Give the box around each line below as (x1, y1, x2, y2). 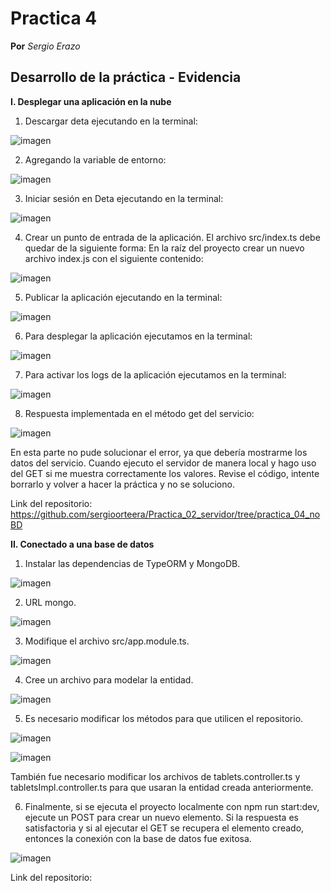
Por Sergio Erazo (10, 40, 81, 52)
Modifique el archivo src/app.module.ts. (24, 635, 190, 647)
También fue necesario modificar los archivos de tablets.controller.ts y (10, 770, 301, 782)
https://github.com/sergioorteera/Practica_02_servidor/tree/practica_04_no (10, 508, 321, 520)
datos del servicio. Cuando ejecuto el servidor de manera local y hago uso (10, 457, 317, 469)
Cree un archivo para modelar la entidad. (24, 673, 194, 686)
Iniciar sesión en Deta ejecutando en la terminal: (24, 192, 224, 204)
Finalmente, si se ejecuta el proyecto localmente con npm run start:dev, (24, 800, 320, 812)
